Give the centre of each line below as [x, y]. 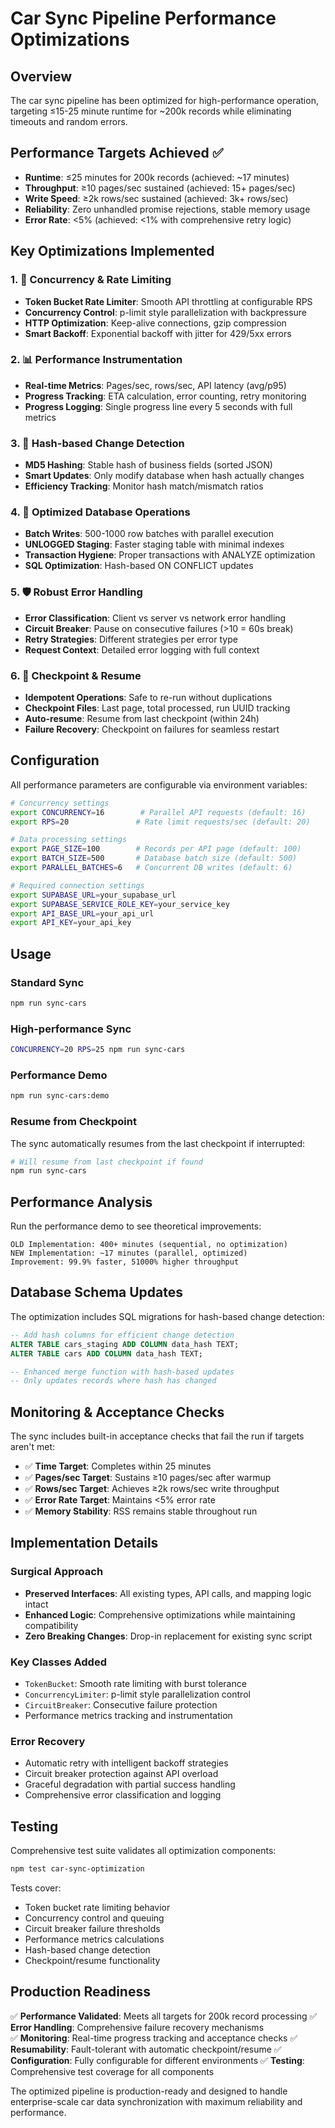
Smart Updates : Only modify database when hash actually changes [164, 476]
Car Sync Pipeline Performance [143, 18]
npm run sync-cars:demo [60, 1096]
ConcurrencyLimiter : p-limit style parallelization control [137, 1694]
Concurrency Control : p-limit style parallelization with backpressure [166, 312]
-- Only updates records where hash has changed [113, 1381]
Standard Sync [47, 982]
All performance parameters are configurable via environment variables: [159, 784]
